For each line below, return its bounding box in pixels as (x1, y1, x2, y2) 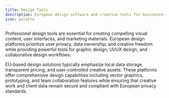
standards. (5, 88, 28, 94)
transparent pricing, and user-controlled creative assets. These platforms (5, 67, 157, 73)
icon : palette (5, 17, 35, 22)
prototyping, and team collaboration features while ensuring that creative (5, 77, 157, 83)
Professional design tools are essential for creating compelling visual (5, 31, 147, 37)
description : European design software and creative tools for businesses (5, 12, 165, 17)
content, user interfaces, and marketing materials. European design (5, 36, 145, 42)
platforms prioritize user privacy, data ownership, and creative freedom (5, 41, 153, 47)
